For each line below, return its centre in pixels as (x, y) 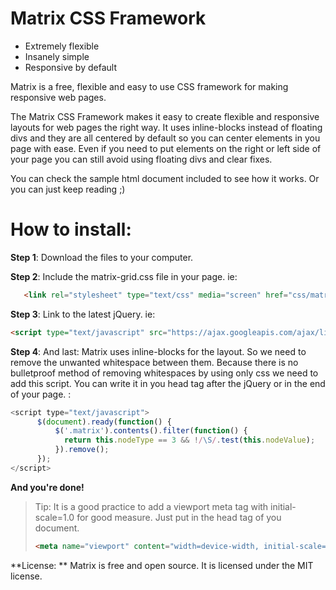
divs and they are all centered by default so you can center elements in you (165, 138)
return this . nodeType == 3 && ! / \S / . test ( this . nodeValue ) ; (189, 440)
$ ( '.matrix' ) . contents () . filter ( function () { (151, 431)
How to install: (71, 229)
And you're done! (47, 487)
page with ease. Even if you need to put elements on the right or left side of (166, 148)
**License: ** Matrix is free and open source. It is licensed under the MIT (162, 565)
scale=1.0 (54, 517)
